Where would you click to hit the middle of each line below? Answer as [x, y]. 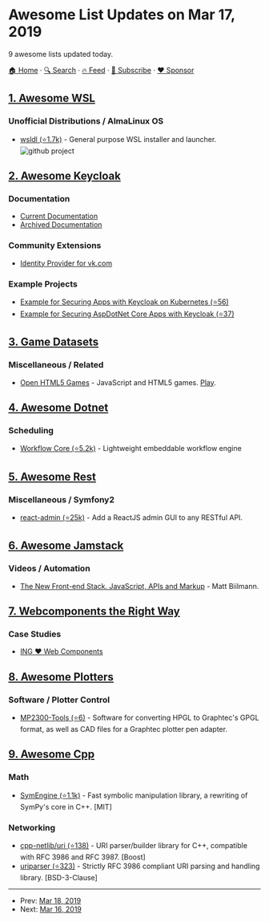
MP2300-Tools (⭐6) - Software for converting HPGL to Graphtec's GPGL [139, 718]
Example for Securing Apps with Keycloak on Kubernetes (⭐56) [124, 302]
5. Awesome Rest [52, 476]
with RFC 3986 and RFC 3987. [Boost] [82, 857]
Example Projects [43, 284]
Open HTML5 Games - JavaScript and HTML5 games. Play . [118, 382]
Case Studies [35, 634]
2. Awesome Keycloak [65, 176]
